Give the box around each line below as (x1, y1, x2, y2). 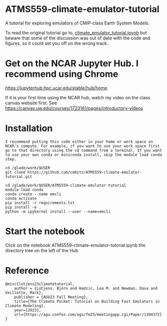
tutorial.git (5, 174, 32, 179)
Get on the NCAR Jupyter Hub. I (5, 58, 139, 69)
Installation (5, 123, 53, 134)
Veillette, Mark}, (5, 290, 43, 295)
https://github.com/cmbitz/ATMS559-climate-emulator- (27, 170, 142, 175)
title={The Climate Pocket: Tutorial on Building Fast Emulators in (14, 299, 160, 304)
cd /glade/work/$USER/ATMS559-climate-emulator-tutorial (5, 183, 126, 188)
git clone (5, 170, 26, 175)
